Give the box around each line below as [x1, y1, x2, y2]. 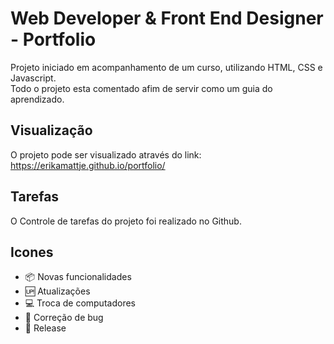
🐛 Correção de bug [24, 312, 104, 324]
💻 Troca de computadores [24, 297, 136, 309]
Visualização [10, 122, 93, 139]
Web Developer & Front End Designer [10, 7, 324, 30]
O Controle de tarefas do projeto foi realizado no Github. [10, 215, 242, 227]
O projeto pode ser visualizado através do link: [10, 148, 202, 161]
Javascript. [10, 72, 57, 84]
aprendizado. [10, 93, 65, 105]
